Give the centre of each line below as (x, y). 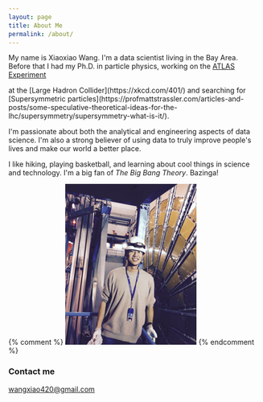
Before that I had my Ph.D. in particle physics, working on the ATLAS (122, 66)
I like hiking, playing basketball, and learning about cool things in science (129, 164)
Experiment (27, 75)
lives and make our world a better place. (75, 149)
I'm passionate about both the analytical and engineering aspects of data (129, 132)
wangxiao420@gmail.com (51, 389)
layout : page (30, 17)
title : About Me (35, 25)
